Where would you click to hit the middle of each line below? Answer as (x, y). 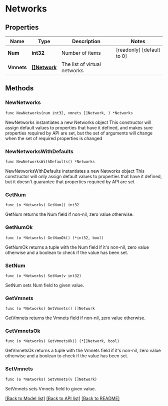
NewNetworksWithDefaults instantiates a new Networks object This (75, 171)
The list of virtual (81, 64)
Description (86, 41)
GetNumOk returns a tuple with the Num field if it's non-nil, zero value (77, 247)
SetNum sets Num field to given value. (44, 285)
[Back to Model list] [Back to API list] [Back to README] (62, 398)
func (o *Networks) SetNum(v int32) (43, 276)
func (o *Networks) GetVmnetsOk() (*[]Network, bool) (62, 341)
